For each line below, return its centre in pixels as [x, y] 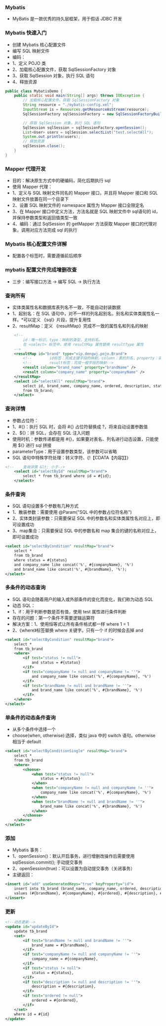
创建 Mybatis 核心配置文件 [39, 45]
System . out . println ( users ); [52, 137]
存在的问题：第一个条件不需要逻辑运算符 [53, 618]
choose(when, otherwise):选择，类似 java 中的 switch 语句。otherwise [84, 735]
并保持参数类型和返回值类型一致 [45, 218]
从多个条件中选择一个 [34, 730]
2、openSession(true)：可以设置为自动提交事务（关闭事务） [74, 869]
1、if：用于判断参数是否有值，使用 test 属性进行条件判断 [69, 611]
